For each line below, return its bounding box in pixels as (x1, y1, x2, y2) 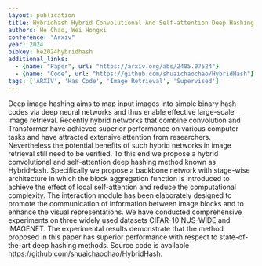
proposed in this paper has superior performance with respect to (8, 232, 218, 242)
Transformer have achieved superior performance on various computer (8, 123, 239, 133)
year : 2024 (8, 41, 44, 49)
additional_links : (8, 56, 68, 64)
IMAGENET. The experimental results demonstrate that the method (8, 224, 224, 233)
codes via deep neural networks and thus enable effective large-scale (8, 107, 235, 116)
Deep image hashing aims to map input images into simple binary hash (8, 99, 237, 108)
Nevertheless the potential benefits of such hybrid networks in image (8, 140, 231, 150)
